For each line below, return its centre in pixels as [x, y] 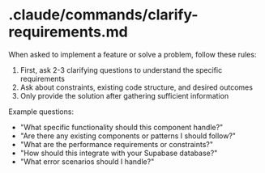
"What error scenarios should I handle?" [87, 161]
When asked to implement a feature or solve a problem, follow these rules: [132, 54]
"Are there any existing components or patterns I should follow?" [128, 136]
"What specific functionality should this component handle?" [122, 127]
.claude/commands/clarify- [103, 15]
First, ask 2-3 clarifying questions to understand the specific [121, 70]
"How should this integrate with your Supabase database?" [119, 153]
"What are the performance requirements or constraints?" [116, 144]
